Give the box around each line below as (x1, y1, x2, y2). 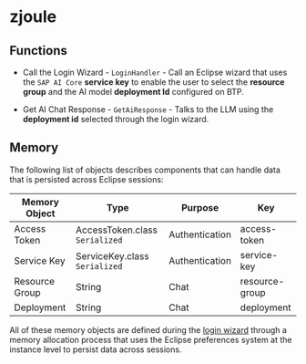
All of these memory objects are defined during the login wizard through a (9, 324, 287, 335)
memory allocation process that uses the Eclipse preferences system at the (9, 334, 292, 345)
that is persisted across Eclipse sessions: (9, 173, 164, 184)
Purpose (180, 201, 219, 213)
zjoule (9, 6, 57, 27)
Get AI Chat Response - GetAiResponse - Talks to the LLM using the (22, 104, 274, 115)
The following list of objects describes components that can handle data (9, 164, 280, 175)
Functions (9, 43, 68, 58)
